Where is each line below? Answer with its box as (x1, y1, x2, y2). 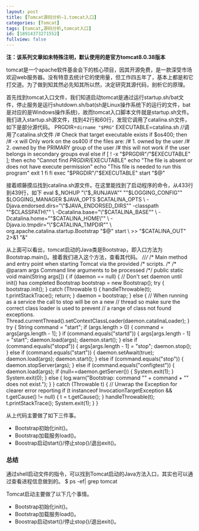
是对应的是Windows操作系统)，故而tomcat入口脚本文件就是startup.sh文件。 (6, 108, 192, 116)
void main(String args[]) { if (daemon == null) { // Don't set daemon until (6, 273, 182, 280)
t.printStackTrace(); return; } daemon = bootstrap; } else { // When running (6, 292, 188, 299)
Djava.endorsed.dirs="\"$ (6, 202, 69, 209)
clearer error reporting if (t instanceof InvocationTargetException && (6, 387, 173, 394)
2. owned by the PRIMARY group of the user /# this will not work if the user (6, 144, 190, 151)
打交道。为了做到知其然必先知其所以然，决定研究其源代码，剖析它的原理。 (6, 81, 188, 88)
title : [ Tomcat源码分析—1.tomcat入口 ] (6, 14, 97, 20)
